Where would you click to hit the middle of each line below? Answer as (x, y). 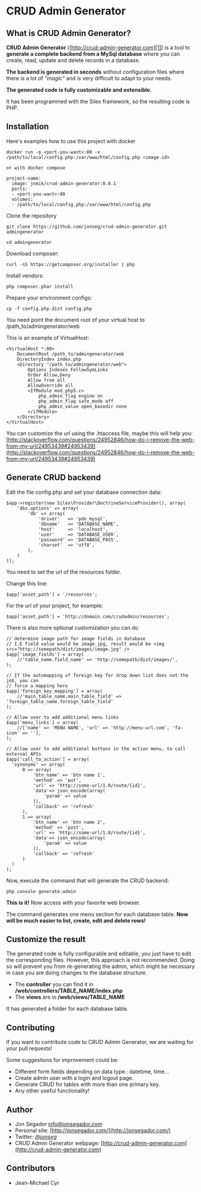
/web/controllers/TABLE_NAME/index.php (69, 991)
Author (19, 1110)
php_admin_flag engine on (70, 396)
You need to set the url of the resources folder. (64, 572)
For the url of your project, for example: (55, 605)
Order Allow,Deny (49, 375)
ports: (20, 189)
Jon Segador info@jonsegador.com (59, 1124)
